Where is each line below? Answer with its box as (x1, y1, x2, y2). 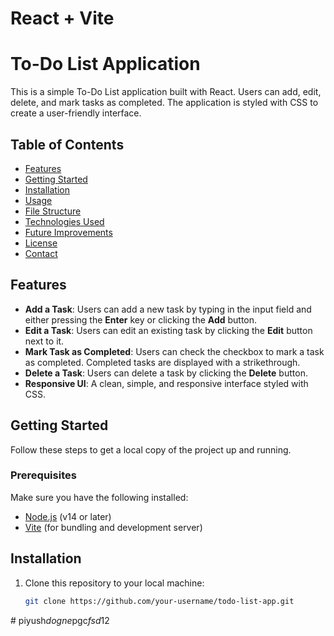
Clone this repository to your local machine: (24, 577, 205, 589)
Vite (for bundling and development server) (24, 521, 203, 533)
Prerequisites (10, 468, 77, 482)
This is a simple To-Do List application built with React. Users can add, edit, (10, 86, 322, 98)
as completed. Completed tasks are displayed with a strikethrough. (24, 356, 301, 368)
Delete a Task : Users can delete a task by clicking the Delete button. (24, 367, 308, 379)
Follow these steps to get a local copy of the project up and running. (10, 443, 292, 456)
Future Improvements (24, 226, 113, 238)
